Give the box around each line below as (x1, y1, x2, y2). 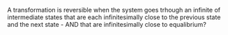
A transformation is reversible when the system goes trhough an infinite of (7, 6, 221, 14)
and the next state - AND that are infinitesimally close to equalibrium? (7, 21, 207, 28)
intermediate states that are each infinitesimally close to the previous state (7, 13, 221, 21)
